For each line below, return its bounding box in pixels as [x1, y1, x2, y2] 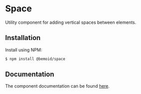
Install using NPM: [5, 47, 42, 52]
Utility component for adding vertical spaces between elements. [5, 19, 137, 25]
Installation [5, 34, 41, 42]
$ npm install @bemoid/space [5, 56, 66, 61]
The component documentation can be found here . [5, 83, 110, 89]
